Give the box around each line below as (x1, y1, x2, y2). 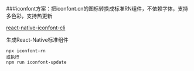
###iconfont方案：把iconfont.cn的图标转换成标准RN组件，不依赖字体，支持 (6, 5, 189, 12)
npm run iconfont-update (6, 59, 67, 65)
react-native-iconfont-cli (6, 24, 66, 31)
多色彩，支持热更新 (6, 12, 53, 19)
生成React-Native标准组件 (6, 36, 69, 43)
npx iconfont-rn (6, 48, 46, 54)
